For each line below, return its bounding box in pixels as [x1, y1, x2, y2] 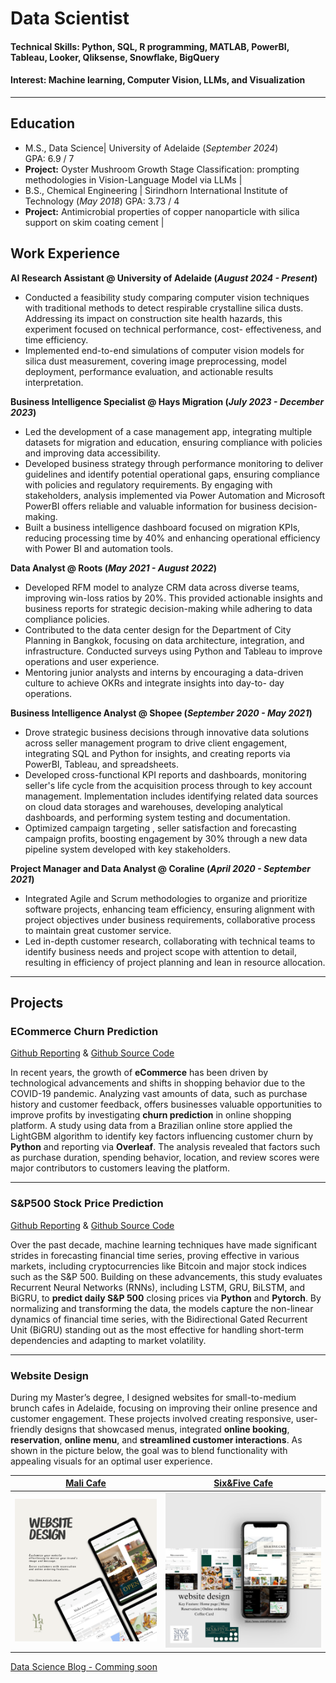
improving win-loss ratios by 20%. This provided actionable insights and [24, 592, 323, 604]
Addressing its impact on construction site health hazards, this [24, 312, 283, 324]
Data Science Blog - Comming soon [10, 1660, 158, 1672]
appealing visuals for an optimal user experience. [10, 1455, 213, 1467]
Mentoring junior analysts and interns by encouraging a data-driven [24, 666, 304, 678]
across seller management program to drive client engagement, [24, 737, 288, 749]
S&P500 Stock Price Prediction [10, 1197, 164, 1211]
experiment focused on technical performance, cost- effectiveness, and [24, 323, 322, 335]
